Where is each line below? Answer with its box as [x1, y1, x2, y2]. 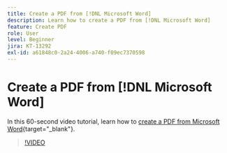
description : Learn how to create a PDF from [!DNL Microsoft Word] [7, 17, 211, 24]
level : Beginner [7, 36, 54, 43]
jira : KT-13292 [7, 43, 52, 50]
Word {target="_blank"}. [7, 124, 75, 133]
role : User [7, 29, 39, 37]
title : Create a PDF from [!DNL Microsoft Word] [7, 10, 152, 17]
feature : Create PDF [7, 23, 68, 30]
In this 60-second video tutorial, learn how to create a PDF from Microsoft [7, 117, 220, 126]
